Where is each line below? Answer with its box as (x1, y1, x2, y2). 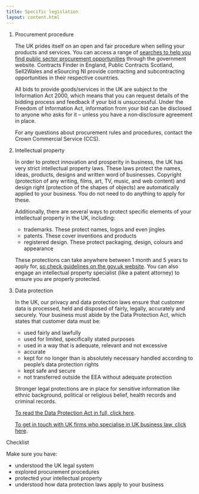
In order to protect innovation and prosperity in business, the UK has (14, 158, 184, 165)
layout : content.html (6, 14, 60, 20)
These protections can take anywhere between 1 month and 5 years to (14, 256, 188, 263)
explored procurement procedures (14, 468, 99, 475)
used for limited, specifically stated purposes (23, 335, 135, 342)
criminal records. (14, 397, 57, 405)
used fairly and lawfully (23, 329, 82, 336)
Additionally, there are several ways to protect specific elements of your (14, 208, 192, 215)
